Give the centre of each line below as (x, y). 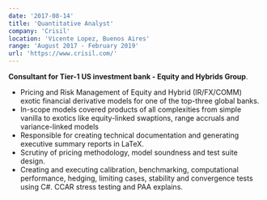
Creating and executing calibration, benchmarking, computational (129, 170)
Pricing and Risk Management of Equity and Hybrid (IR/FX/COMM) (131, 92)
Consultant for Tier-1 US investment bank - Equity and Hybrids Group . (128, 77)
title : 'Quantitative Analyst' (61, 23)
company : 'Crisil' (39, 31)
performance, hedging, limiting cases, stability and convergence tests (136, 178)
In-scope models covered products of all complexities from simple (131, 109)
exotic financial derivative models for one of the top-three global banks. (140, 101)
